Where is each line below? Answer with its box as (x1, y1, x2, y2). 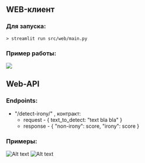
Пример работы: (6, 49, 57, 57)
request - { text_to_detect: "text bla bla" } (23, 116, 123, 123)
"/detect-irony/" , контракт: (14, 110, 81, 117)
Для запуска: (6, 22, 46, 30)
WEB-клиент (6, 5, 55, 15)
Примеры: (6, 137, 37, 145)
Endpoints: (6, 97, 38, 105)
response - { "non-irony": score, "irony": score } (23, 123, 139, 130)
